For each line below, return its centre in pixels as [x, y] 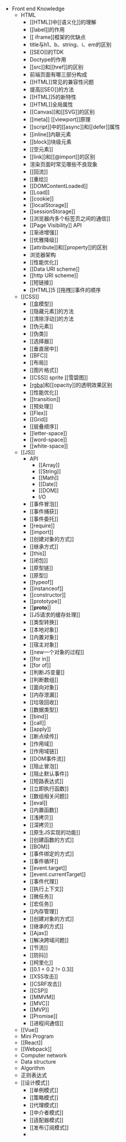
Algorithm [33, 1068]
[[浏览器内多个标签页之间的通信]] [70, 218]
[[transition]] [45, 399]
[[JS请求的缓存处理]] [55, 615]
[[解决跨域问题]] [49, 940]
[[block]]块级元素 [51, 142]
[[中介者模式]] [46, 1112]
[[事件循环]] [44, 861]
